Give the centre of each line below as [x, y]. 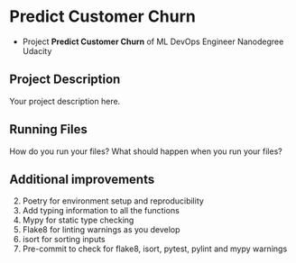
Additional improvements [82, 179]
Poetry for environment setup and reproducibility [113, 201]
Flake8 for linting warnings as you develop [101, 230]
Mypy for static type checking [78, 220]
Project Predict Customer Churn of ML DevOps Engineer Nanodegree [153, 41]
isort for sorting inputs [64, 240]
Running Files [48, 129]
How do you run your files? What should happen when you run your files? [146, 151]
